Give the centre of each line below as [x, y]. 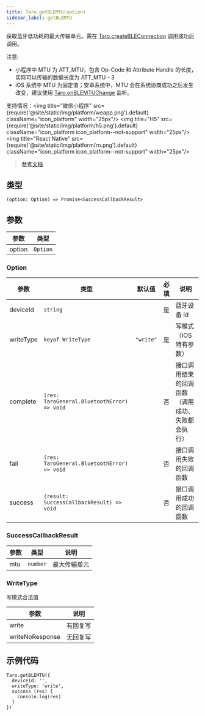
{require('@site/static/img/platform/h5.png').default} [72, 125]
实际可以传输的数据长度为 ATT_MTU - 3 [65, 77]
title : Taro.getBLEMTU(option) [46, 12]
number [37, 564]
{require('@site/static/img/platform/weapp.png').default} [78, 112]
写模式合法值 [22, 597]
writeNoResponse [35, 637]
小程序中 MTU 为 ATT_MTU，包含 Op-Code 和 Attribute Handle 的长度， [106, 69]
